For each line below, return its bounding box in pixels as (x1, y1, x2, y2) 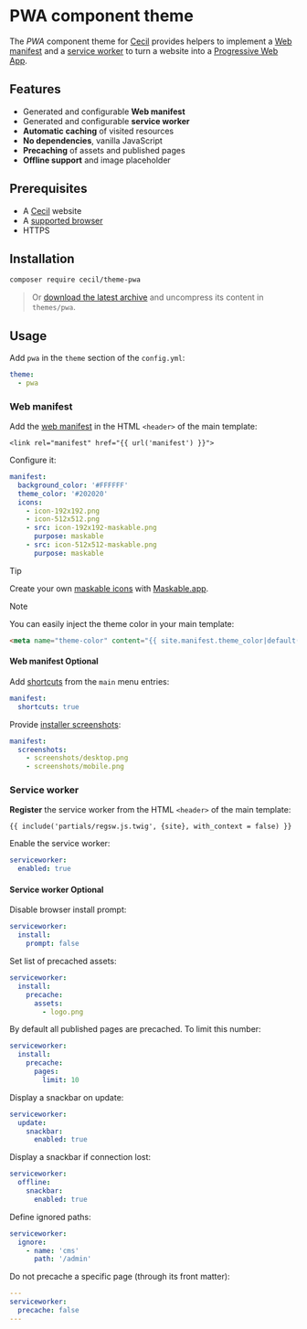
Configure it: (9, 454, 57, 466)
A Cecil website (22, 205, 82, 216)
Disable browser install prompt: (9, 904, 127, 915)
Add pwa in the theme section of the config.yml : (9, 353, 185, 364)
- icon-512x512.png (26, 515, 101, 524)
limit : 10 (42, 1075, 79, 1084)
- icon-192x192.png (26, 506, 101, 516)
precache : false (17, 1306, 79, 1315)
